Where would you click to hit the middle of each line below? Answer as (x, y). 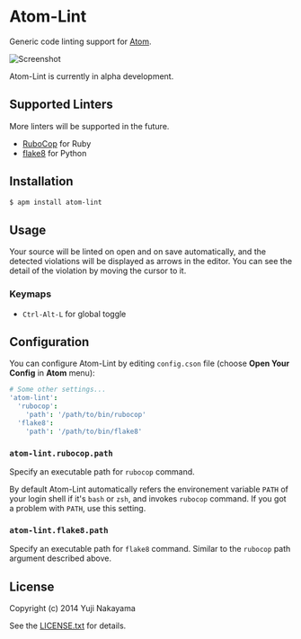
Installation (41, 182)
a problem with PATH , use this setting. (78, 508)
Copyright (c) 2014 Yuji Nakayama (73, 608)
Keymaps (31, 294)
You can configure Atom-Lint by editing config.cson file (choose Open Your (150, 364)
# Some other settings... (58, 390)
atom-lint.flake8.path (59, 530)
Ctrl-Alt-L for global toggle (74, 314)
